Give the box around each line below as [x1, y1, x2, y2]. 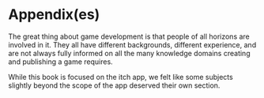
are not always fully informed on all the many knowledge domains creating [8, 48, 251, 58]
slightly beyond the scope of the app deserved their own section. [8, 81, 221, 90]
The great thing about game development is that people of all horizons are [8, 32, 251, 41]
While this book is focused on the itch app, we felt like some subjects [8, 72, 233, 81]
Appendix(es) [8, 6, 100, 24]
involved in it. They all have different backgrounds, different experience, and [8, 40, 257, 49]
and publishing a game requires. [8, 57, 113, 66]
